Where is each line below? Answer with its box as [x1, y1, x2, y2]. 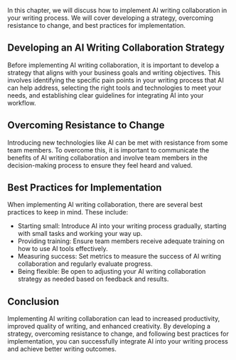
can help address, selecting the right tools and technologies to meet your [7, 83, 222, 92]
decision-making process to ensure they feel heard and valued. [7, 160, 193, 170]
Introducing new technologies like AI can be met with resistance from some [7, 138, 228, 147]
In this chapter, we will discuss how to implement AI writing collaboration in [7, 6, 227, 14]
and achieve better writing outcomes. [7, 345, 117, 354]
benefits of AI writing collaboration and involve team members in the [7, 153, 208, 162]
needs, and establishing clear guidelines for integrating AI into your [7, 91, 204, 99]
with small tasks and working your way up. [17, 230, 143, 238]
